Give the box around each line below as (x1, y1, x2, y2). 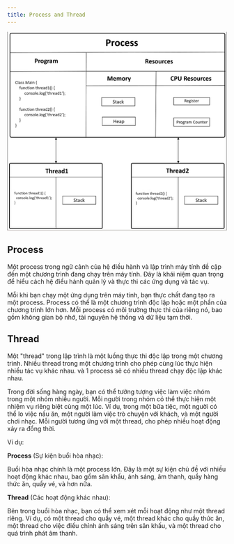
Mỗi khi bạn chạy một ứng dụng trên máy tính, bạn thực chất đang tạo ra (7, 290, 215, 299)
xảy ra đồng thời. (7, 424, 56, 433)
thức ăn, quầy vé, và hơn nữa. (7, 479, 93, 488)
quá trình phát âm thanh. (7, 529, 78, 537)
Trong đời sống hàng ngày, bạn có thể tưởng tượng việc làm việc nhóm (7, 387, 210, 396)
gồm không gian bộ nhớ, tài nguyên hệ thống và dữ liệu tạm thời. (7, 313, 193, 321)
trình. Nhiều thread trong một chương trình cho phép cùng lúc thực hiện (7, 359, 212, 367)
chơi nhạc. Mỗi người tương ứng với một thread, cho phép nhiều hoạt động (7, 417, 221, 425)
